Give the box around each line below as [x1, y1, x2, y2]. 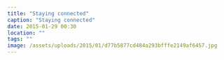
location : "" [7, 29, 45, 37]
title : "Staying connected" [7, 10, 90, 17]
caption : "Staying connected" [7, 17, 96, 23]
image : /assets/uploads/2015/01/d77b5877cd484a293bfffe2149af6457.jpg [7, 42, 218, 49]
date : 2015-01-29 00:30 [7, 23, 77, 30]
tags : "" [7, 36, 33, 43]
